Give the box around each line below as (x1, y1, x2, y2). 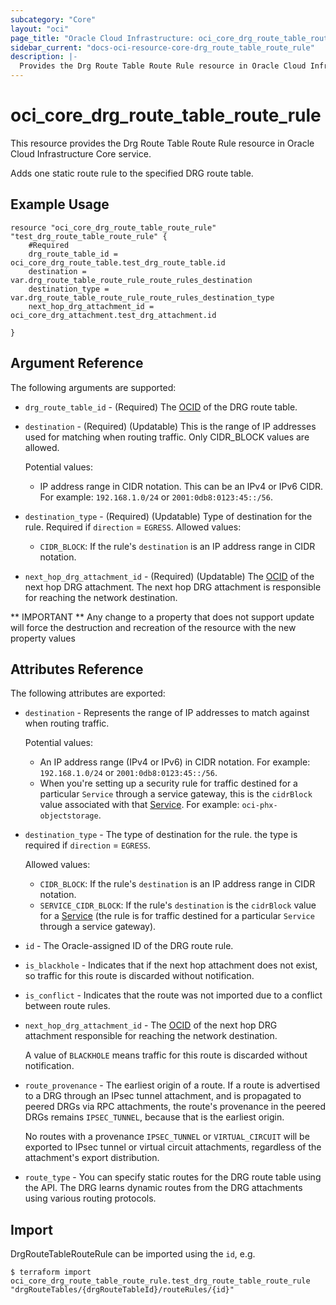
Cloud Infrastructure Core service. (10, 147, 152, 160)
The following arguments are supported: (10, 381, 177, 393)
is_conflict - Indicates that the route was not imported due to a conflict (24, 989, 323, 1001)
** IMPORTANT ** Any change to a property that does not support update (10, 611, 315, 623)
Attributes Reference (10, 661, 144, 678)
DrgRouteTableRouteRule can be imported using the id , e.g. (10, 1248, 256, 1260)
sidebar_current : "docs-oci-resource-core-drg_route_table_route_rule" (10, 42, 315, 53)
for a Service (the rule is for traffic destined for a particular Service (39, 910, 315, 922)
